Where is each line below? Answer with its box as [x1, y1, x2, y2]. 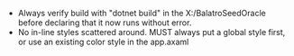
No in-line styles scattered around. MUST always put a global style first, [17, 27, 286, 37]
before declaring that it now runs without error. [17, 17, 192, 28]
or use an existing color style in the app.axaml [17, 36, 189, 47]
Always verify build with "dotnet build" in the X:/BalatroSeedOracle [17, 8, 266, 18]
